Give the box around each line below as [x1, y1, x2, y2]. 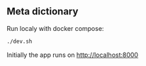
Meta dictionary [6, 6, 79, 18]
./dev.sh [6, 38, 33, 45]
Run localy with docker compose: [6, 24, 104, 32]
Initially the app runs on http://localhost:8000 [6, 51, 139, 59]
